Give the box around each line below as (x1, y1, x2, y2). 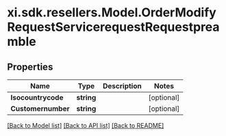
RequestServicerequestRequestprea (7, 19, 220, 35)
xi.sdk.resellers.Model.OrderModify (7, 5, 217, 21)
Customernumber (10, 104, 70, 113)
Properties (7, 61, 53, 72)
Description (102, 81, 142, 90)
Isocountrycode (10, 93, 64, 102)
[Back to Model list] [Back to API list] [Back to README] (7, 122, 164, 129)
